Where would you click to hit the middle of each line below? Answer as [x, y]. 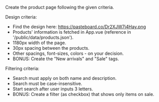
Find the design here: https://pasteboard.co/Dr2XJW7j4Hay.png [79, 27]
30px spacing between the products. [51, 48]
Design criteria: [21, 17]
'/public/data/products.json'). [43, 37]
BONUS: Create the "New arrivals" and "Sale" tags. [66, 59]
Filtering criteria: [22, 68]
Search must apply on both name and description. [65, 78]
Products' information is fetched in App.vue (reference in [72, 32]
